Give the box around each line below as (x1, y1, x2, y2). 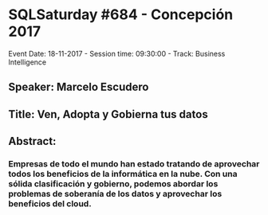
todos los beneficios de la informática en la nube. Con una (8, 169, 238, 180)
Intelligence (8, 57, 46, 67)
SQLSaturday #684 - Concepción (8, 6, 234, 24)
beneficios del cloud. (8, 198, 92, 209)
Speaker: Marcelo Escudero (8, 80, 149, 94)
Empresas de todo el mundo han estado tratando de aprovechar (8, 158, 260, 170)
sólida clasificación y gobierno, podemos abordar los (8, 178, 219, 190)
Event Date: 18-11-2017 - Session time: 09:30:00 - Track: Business (8, 49, 226, 58)
